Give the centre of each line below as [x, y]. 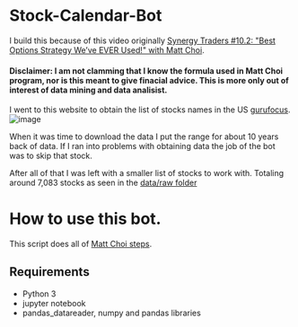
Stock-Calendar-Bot [86, 16]
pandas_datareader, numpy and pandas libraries [112, 313]
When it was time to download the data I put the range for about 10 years [144, 137]
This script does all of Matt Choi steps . [81, 244]
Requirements [49, 272]
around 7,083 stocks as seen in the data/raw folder [103, 183]
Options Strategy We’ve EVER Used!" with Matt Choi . [107, 49]
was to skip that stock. [51, 156]
